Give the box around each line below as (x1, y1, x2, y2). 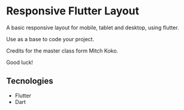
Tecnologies (6, 76, 53, 86)
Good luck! (6, 59, 34, 66)
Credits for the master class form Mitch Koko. (6, 47, 119, 54)
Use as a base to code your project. (6, 35, 95, 42)
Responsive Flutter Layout (6, 4, 140, 18)
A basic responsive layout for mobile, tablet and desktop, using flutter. (6, 24, 179, 31)
